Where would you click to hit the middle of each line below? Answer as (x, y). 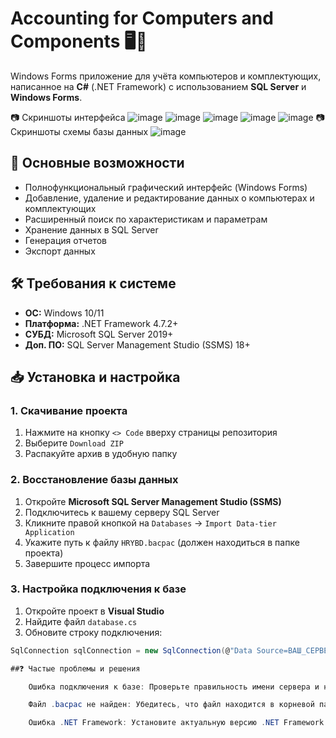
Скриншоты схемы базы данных (79, 131)
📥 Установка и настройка (95, 377)
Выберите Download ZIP (74, 443)
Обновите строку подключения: (93, 632)
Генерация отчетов (66, 240)
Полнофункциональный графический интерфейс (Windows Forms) (166, 187)
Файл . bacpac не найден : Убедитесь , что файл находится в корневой (171, 705)
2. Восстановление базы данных (94, 480)
